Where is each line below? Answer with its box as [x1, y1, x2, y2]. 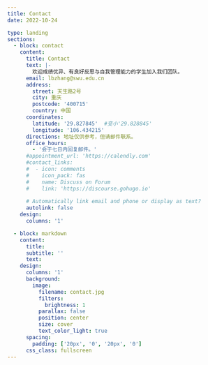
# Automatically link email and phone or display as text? [25, 198, 201, 205]
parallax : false [38, 308, 86, 315]
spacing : [25, 334, 52, 341]
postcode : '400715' [32, 100, 89, 108]
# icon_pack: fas [25, 172, 86, 179]
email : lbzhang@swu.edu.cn [25, 75, 105, 82]
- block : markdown [13, 230, 68, 237]
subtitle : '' [25, 249, 64, 257]
